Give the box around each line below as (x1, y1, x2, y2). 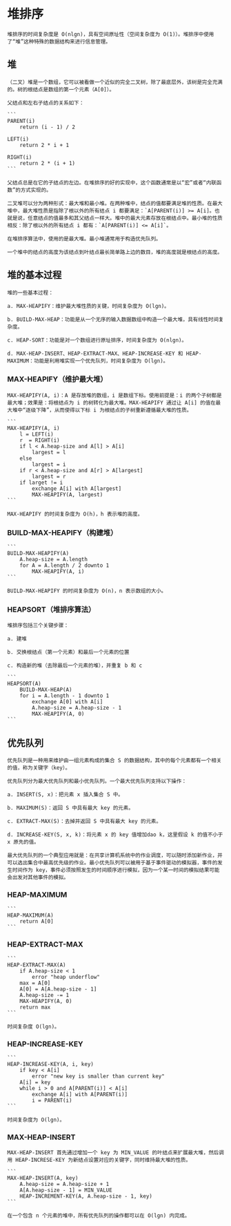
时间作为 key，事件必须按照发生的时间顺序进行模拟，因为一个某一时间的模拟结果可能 (12, 867, 220, 874)
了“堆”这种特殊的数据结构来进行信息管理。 (7, 38, 112, 45)
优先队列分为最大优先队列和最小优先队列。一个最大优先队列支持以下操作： (7, 778, 188, 785)
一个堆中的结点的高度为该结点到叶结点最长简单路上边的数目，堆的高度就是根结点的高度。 (7, 249, 223, 255)
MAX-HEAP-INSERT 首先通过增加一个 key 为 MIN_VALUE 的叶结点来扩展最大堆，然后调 (7, 1149, 224, 1156)
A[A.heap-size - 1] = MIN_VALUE (19, 1187, 112, 1194)
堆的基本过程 (7, 269, 62, 281)
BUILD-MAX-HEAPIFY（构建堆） (7, 527, 118, 537)
